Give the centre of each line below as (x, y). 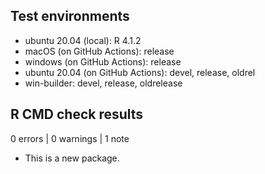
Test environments (70, 16)
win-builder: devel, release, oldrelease (103, 83)
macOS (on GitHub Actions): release (99, 51)
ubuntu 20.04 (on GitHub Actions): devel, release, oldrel (140, 72)
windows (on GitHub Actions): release (103, 61)
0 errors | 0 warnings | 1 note (70, 138)
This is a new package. (72, 158)
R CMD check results (77, 114)
